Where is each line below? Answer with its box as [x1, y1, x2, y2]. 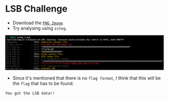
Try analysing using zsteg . [12, 25, 67, 31]
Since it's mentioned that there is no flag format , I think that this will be [12, 75, 161, 81]
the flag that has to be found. [12, 80, 74, 86]
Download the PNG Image [12, 20, 63, 26]
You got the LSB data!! [5, 91, 55, 96]
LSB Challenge [5, 3, 68, 15]
